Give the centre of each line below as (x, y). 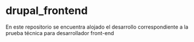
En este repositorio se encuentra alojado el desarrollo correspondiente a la (97, 27)
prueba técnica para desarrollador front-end (60, 33)
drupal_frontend (47, 11)
